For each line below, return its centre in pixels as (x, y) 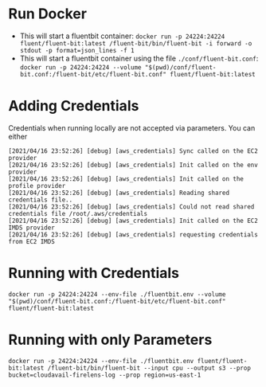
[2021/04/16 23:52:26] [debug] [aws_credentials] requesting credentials (133, 235)
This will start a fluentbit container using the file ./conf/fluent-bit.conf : (139, 58)
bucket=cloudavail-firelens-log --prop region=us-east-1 (105, 375)
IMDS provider (32, 228)
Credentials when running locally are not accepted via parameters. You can (132, 127)
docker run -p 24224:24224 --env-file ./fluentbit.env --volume (117, 294)
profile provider (37, 186)
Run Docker (48, 14)
